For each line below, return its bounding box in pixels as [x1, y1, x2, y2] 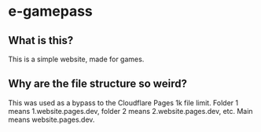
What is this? [8, 34, 74, 47]
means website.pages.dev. [8, 115, 95, 124]
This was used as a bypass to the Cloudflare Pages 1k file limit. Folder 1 [8, 97, 239, 108]
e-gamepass [8, 2, 93, 20]
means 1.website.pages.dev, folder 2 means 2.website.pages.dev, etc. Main [8, 106, 253, 115]
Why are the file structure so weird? [8, 77, 187, 90]
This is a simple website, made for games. [8, 54, 145, 64]
